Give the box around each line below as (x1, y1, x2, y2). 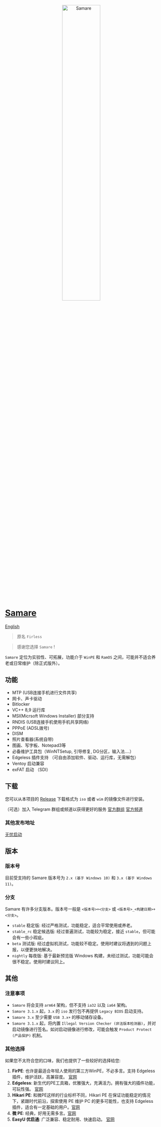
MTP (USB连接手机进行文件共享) (12, 690, 77, 695)
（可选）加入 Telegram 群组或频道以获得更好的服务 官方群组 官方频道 (5, 806, 143, 812)
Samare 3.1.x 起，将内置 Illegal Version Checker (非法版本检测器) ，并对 (12, 1020, 156, 1026)
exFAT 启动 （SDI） (12, 766, 51, 773)
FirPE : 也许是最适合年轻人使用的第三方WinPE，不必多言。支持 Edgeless (12, 1068, 156, 1074)
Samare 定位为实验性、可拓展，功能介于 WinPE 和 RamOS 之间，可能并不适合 (5, 654, 152, 660)
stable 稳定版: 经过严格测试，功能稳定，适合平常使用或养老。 (12, 922, 135, 928)
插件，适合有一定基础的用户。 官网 (12, 1104, 80, 1110)
